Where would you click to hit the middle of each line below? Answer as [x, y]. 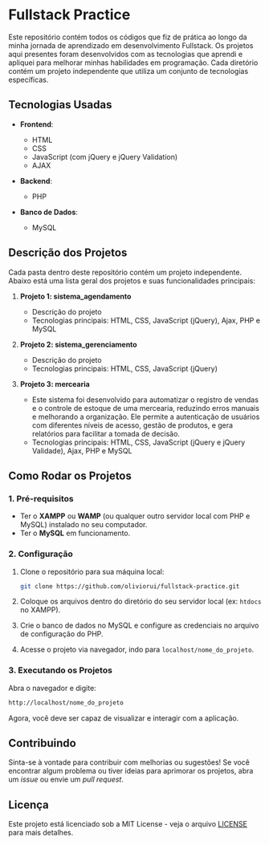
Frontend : [37, 124]
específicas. [29, 79]
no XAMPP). [40, 610]
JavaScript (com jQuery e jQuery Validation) [105, 156]
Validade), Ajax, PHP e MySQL [82, 450]
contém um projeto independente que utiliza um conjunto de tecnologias [128, 71]
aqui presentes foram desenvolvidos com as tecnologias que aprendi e [126, 54]
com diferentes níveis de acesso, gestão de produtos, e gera [132, 425]
